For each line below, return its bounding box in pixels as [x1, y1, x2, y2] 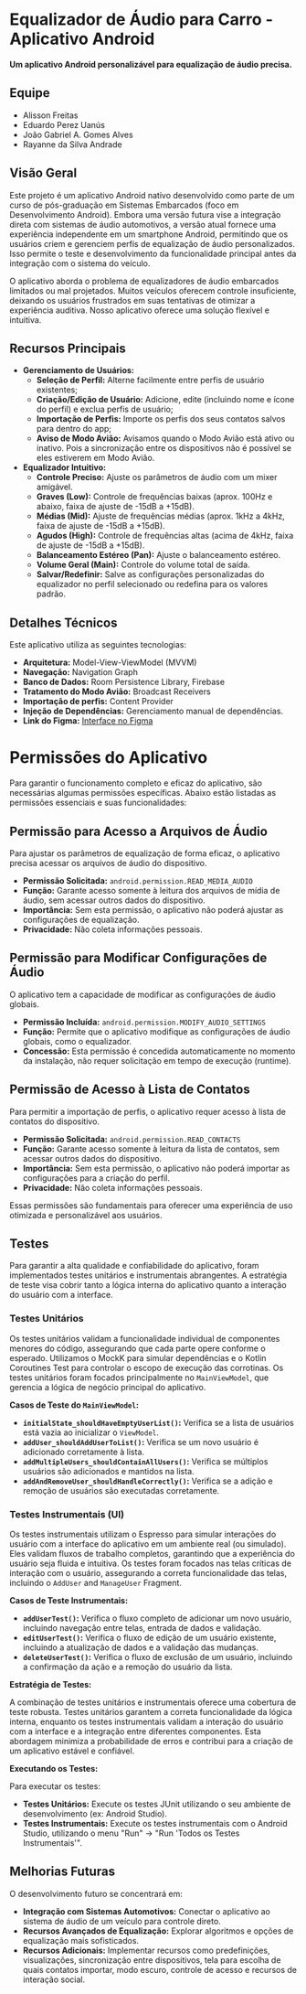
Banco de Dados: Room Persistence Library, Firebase [22, 677, 226, 688]
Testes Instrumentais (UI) [9, 1507, 125, 1520]
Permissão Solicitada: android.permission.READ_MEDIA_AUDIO [22, 874, 254, 886]
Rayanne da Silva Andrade [22, 138, 122, 150]
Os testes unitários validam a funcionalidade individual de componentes [9, 1333, 280, 1344]
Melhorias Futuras [9, 1864, 116, 1880]
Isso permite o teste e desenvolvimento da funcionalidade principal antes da [9, 248, 297, 259]
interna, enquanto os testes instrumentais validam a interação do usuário [9, 1716, 284, 1727]
